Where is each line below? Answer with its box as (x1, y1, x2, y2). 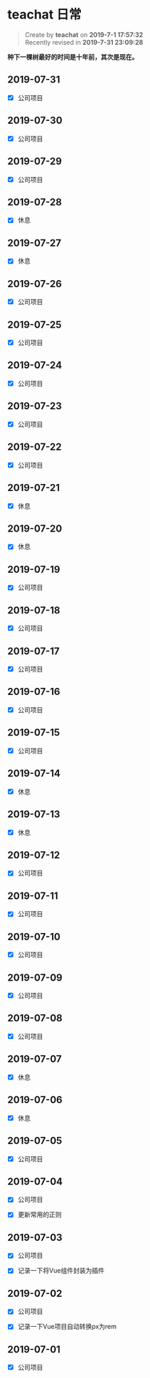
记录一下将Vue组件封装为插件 (17, 1266, 105, 1275)
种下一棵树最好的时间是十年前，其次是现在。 (7, 53, 139, 61)
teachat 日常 (7, 6, 82, 23)
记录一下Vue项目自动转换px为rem (17, 1323, 117, 1331)
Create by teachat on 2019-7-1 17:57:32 (24, 30, 144, 39)
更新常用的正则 (17, 1210, 62, 1219)
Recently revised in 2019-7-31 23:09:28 (24, 38, 144, 46)
